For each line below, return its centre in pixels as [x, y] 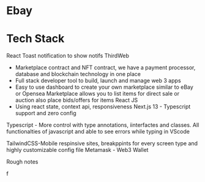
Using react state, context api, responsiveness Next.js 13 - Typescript [103, 107]
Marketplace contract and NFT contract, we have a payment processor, [105, 67]
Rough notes [22, 162]
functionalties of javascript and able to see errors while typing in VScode [98, 132]
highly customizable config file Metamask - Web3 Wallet [77, 150]
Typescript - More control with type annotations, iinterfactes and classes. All [103, 125]
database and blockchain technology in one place [78, 74]
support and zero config [46, 113]
